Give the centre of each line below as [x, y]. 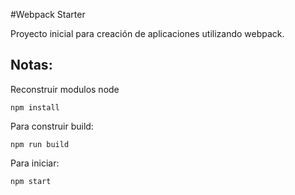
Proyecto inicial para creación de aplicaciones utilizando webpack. [147, 33]
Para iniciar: [35, 163]
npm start [31, 181]
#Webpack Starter [48, 14]
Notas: [31, 65]
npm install [35, 107]
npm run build [40, 144]
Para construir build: [52, 126]
